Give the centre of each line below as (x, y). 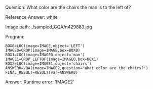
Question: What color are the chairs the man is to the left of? (68, 7)
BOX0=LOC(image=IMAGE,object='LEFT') (45, 46)
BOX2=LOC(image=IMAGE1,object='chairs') (49, 64)
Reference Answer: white (32, 17)
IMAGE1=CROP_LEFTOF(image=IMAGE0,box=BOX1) (52, 59)
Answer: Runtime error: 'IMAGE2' (40, 82)
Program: (15, 37)
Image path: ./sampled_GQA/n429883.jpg (49, 27)
